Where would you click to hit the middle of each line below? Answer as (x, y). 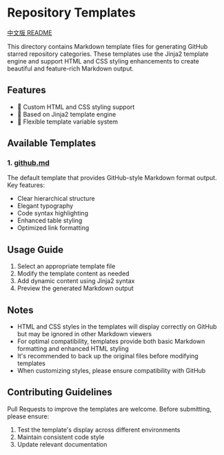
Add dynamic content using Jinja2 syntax (76, 281)
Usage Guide (35, 250)
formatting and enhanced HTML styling (73, 349)
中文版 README (30, 32)
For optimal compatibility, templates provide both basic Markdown (111, 341)
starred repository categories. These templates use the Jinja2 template (108, 54)
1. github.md (29, 163)
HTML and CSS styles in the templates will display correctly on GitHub (117, 327)
